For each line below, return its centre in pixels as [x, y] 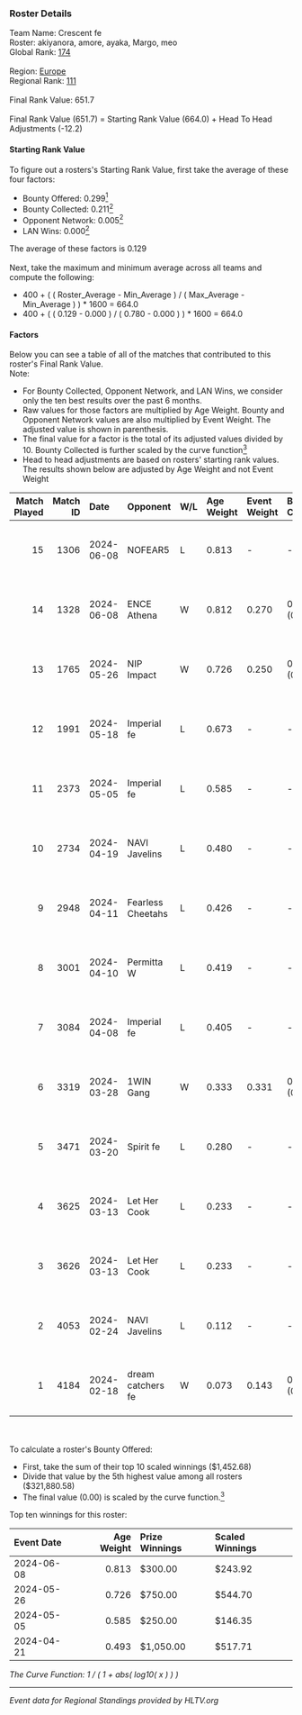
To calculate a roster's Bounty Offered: [81, 1449]
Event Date [38, 1542]
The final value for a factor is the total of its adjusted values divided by [152, 439]
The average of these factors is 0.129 [78, 249]
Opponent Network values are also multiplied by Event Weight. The [147, 420]
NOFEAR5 [148, 549]
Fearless [145, 902]
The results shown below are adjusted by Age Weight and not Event [148, 469]
